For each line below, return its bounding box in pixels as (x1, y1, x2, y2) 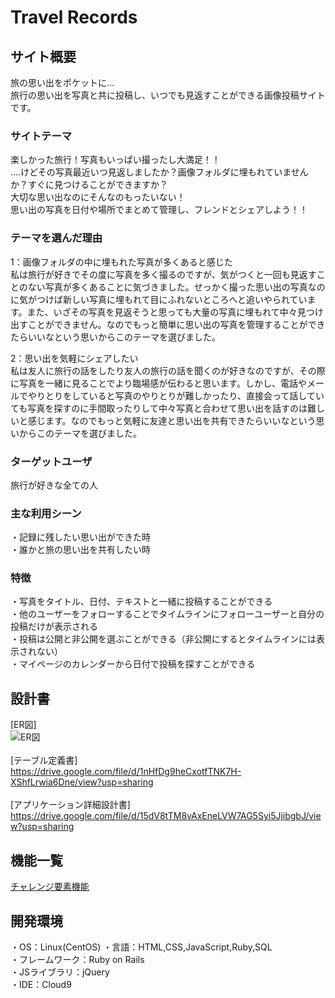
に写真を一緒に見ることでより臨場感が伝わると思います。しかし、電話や (10, 377, 307, 389)
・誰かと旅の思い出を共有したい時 (10, 544, 151, 556)
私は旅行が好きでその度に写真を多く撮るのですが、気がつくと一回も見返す (10, 268, 317, 280)
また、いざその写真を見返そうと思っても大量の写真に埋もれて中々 (26, 306, 298, 318)
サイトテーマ (10, 129, 73, 143)
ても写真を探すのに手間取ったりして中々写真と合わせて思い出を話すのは (10, 402, 308, 414)
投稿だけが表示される (10, 621, 98, 633)
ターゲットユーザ (10, 454, 93, 468)
